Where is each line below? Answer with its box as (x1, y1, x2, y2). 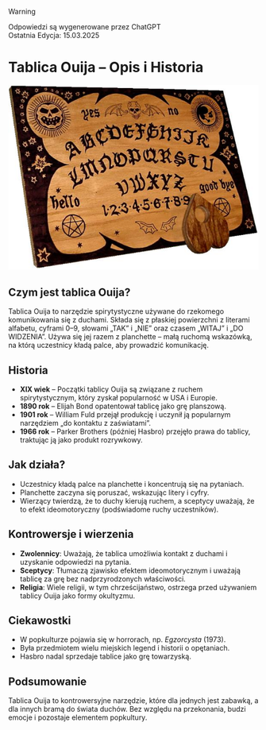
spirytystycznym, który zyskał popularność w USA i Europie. (19, 393, 218, 402)
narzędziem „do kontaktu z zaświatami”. (19, 419, 152, 427)
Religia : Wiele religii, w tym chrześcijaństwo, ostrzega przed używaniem (19, 582, 257, 592)
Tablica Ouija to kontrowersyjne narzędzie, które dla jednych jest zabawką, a (8, 696, 259, 705)
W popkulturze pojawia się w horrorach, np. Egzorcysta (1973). (19, 635, 226, 644)
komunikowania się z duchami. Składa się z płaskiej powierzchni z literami (8, 315, 250, 325)
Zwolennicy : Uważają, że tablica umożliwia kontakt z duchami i (19, 548, 228, 558)
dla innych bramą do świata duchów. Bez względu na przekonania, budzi (8, 705, 246, 714)
